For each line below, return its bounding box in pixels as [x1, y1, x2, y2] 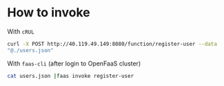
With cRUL [7, 27, 34, 35]
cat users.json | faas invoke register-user [7, 72, 134, 79]
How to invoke [7, 5, 91, 20]
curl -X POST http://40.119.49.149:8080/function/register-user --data [7, 40, 217, 47]
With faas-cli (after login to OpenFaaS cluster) [7, 59, 141, 68]
